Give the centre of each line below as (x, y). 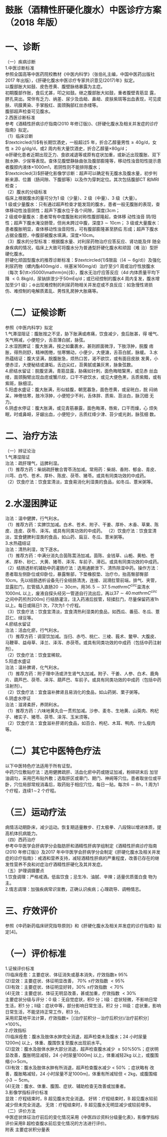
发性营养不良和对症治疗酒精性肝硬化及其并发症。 (55, 864)
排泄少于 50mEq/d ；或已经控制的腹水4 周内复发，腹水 (101, 279)
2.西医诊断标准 (20, 117)
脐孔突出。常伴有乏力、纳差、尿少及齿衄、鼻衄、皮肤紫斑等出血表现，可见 (81, 99)
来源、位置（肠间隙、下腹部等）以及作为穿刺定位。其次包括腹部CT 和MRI (84, 179)
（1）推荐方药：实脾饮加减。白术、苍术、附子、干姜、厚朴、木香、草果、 (80, 524)
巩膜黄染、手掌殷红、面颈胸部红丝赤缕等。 (57, 105)
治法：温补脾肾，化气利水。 (33, 668)
